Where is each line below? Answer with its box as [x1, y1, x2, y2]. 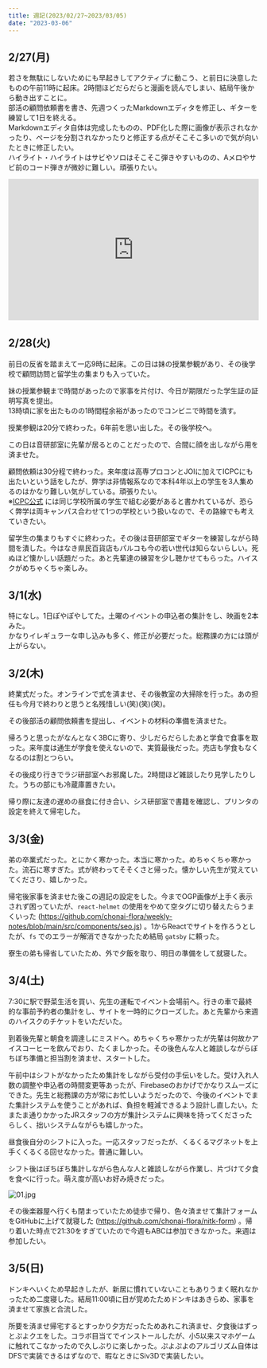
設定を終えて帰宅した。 [8, 807, 85, 816]
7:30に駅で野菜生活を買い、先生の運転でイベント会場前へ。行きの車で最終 [8, 996, 253, 1006]
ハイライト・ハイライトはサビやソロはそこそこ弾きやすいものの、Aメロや [8, 153, 250, 162]
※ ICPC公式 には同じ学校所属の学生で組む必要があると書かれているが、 [8, 496, 240, 506]
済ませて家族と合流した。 [8, 1304, 92, 1314]
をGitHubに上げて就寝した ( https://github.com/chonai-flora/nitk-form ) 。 [8, 1216, 246, 1225]
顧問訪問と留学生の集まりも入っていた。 [21, 369, 155, 378]
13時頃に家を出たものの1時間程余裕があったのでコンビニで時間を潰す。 [8, 405, 241, 415]
